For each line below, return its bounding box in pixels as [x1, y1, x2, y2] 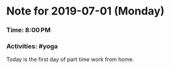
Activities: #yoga [6, 42, 58, 51]
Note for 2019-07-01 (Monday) [6, 4, 165, 18]
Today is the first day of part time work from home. [6, 56, 134, 63]
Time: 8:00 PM [6, 26, 51, 34]
